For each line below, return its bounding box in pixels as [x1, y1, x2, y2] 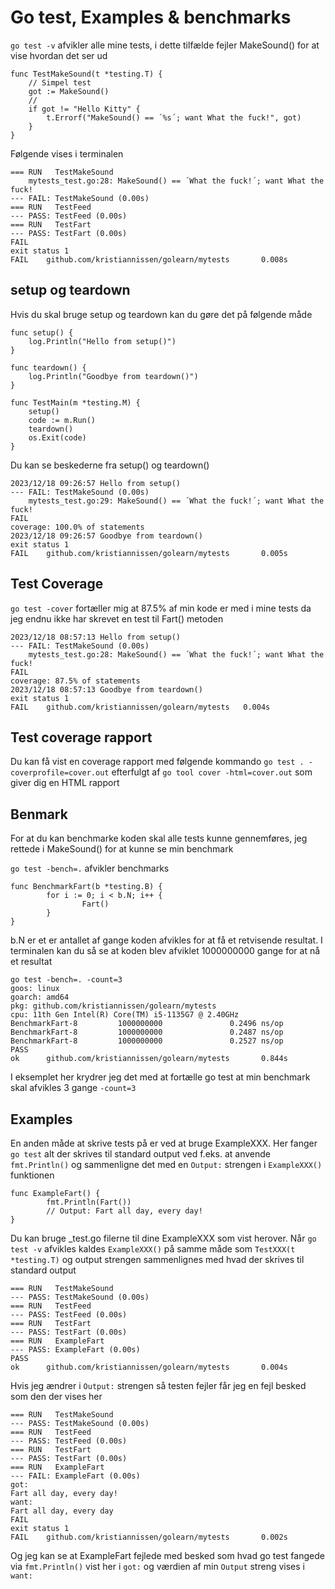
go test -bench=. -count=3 [10, 975, 123, 985]
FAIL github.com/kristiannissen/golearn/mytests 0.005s [10, 548, 288, 558]
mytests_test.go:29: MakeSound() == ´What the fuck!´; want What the [28, 496, 325, 506]
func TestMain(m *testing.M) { [10, 397, 141, 408]
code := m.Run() [28, 415, 97, 425]
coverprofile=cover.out [10, 768, 110, 778]
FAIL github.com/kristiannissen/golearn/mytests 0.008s [10, 254, 288, 265]
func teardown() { [10, 362, 87, 373]
